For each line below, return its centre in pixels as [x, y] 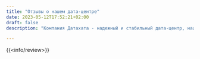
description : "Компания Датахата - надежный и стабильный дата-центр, [96, 28]
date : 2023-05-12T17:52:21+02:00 [48, 17]
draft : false [22, 22]
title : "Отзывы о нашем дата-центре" [53, 12]
